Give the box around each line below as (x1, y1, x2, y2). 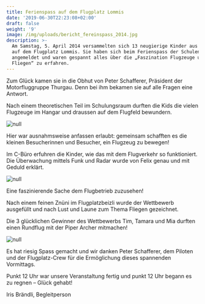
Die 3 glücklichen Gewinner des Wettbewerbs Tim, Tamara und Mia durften (6, 217, 195, 224)
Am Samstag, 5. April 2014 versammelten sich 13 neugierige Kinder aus (12, 43, 198, 50)
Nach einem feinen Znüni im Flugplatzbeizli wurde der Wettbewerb (6, 199, 174, 206)
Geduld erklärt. (6, 163, 45, 171)
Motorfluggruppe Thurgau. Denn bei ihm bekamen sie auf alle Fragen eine (6, 83, 193, 91)
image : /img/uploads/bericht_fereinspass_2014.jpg (6, 32, 138, 38)
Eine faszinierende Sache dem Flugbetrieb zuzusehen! (6, 187, 144, 195)
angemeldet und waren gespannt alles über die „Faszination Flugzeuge (12, 54, 195, 61)
